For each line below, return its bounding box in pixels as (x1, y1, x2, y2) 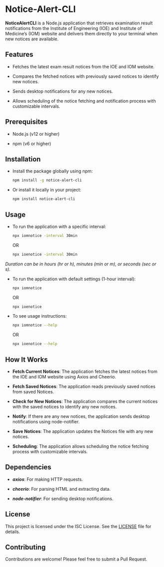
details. (5, 529, 20, 535)
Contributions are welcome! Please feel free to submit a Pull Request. (5, 556, 148, 562)
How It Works (5, 355, 48, 364)
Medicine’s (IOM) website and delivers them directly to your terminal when (5, 30, 158, 36)
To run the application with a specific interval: (12, 223, 106, 229)
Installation (5, 155, 41, 163)
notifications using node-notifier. (12, 419, 80, 424)
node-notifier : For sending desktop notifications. (12, 495, 114, 502)
